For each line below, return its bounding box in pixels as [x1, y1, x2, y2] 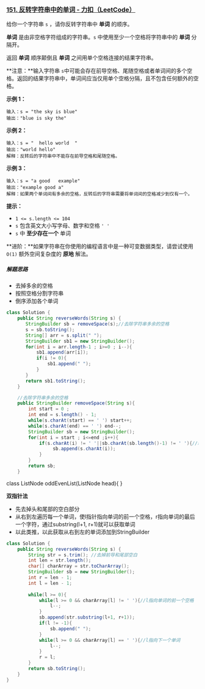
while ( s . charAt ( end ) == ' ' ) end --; [28, 423, 121, 429]
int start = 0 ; [28, 406, 70, 412]
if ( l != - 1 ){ [38, 620, 72, 627]
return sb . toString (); [28, 666, 86, 672]
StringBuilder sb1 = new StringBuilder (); [25, 338, 135, 344]
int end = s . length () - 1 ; [28, 412, 97, 418]
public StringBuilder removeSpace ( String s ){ [17, 400, 135, 406]
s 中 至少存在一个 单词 [15, 229, 71, 237]
